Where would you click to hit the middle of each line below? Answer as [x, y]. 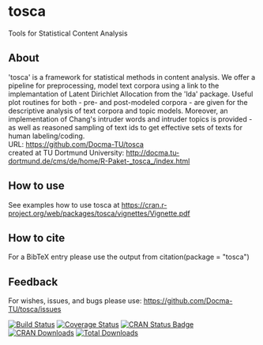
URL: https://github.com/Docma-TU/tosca [76, 144]
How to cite [37, 238]
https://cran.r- [144, 204]
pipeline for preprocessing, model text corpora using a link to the [114, 85]
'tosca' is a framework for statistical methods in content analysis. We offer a [132, 77]
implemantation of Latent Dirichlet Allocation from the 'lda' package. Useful [131, 94]
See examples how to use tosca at [64, 204]
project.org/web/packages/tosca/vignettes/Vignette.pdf [100, 213]
